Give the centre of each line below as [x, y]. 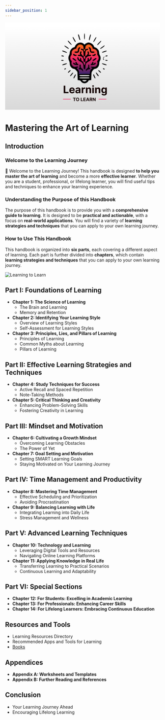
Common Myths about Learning [52, 344]
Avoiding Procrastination [44, 502]
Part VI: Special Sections [44, 587]
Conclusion [23, 695]
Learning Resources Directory [42, 637]
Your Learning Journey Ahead [42, 707]
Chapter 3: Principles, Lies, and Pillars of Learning [64, 333]
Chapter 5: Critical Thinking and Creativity [56, 400]
